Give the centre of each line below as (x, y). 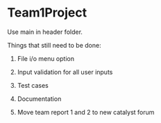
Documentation (39, 99)
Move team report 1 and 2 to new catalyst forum (86, 112)
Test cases (33, 85)
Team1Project (47, 13)
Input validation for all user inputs (65, 72)
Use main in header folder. (45, 32)
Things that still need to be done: (54, 45)
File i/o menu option (46, 58)
